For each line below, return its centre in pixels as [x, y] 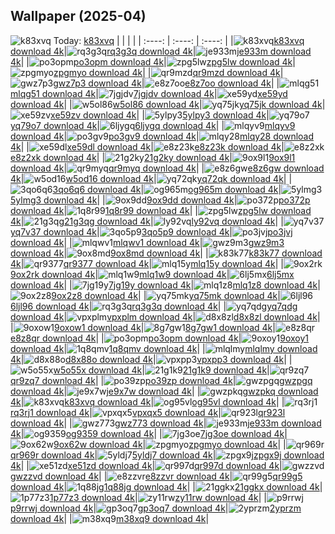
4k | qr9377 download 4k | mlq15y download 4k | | [147, 263]
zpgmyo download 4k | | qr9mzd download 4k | [168, 72]
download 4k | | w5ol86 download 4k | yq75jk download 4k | [168, 104]
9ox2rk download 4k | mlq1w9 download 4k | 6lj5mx [152, 274]
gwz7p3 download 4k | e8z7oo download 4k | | [166, 83]
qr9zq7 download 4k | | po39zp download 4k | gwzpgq [161, 380]
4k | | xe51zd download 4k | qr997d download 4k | [146, 465]
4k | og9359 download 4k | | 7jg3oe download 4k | [149, 433]
